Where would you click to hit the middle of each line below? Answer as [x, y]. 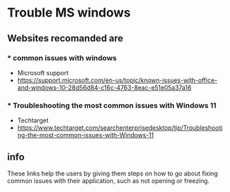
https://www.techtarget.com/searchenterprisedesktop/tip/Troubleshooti [120, 128]
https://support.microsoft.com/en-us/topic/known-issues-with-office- [117, 80]
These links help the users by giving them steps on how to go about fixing [113, 173]
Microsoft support [43, 73]
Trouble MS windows [69, 13]
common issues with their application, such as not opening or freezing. [108, 180]
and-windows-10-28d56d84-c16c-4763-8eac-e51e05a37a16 [104, 87]
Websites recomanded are [65, 38]
